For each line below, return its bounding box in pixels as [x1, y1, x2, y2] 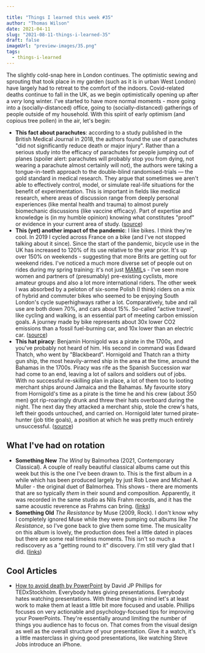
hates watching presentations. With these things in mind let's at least [15, 595, 189, 603]
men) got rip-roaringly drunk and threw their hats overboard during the [15, 396, 194, 404]
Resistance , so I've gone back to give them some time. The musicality [15, 522, 192, 529]
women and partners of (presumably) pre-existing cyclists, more [15, 272, 178, 280]
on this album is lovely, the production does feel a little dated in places [15, 528, 193, 536]
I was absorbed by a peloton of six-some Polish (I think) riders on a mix [15, 285, 195, 292]
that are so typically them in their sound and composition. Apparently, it [15, 489, 196, 496]
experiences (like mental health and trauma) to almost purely [15, 200, 169, 208]
